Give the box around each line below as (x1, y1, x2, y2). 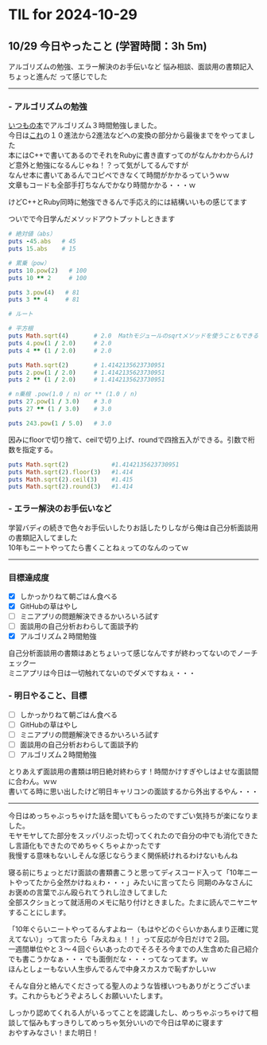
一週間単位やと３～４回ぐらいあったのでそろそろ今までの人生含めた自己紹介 (8, 944, 259, 953)
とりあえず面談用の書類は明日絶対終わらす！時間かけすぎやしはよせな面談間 (8, 766, 259, 776)
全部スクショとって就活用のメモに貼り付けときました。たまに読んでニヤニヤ (8, 897, 258, 907)
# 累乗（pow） (8, 259, 50, 267)
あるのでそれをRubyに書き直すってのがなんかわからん (70, 150, 248, 160)
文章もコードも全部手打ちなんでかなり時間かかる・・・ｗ (8, 181, 196, 190)
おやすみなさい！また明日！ (8, 1027, 99, 1037)
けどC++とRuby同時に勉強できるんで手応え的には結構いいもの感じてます (8, 197, 248, 207)
